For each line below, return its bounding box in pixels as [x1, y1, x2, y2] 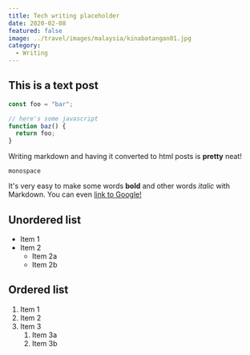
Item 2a [31, 251, 58, 261]
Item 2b [31, 260, 58, 269]
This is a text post [8, 79, 99, 92]
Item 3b [31, 338, 58, 348]
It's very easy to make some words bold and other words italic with [8, 182, 231, 191]
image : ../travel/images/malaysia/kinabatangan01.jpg [8, 34, 192, 43]
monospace [8, 167, 42, 175]
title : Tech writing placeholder [8, 11, 120, 20]
